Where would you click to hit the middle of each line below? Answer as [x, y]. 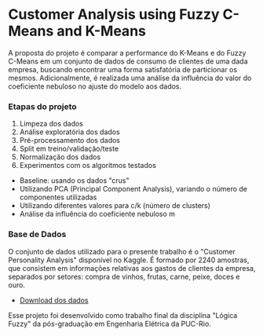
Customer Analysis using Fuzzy [114, 15]
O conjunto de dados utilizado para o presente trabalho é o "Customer [122, 251]
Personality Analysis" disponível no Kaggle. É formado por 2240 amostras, [129, 260]
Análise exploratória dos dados [69, 132]
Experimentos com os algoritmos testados [88, 166]
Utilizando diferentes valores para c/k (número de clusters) [115, 206]
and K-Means [102, 31]
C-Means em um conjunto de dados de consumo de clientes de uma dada [128, 61]
